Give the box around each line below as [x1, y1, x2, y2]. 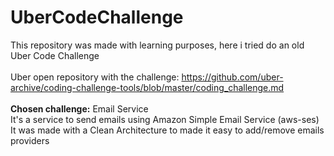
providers [10, 134, 50, 146]
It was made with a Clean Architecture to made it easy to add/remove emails [10, 124, 325, 136]
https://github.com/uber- [181, 71, 284, 83]
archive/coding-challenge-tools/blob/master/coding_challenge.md [10, 81, 285, 93]
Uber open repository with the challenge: [10, 71, 180, 83]
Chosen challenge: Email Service [10, 102, 149, 115]
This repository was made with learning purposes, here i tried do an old [10, 39, 305, 51]
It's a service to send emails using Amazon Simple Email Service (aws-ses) [10, 113, 320, 125]
